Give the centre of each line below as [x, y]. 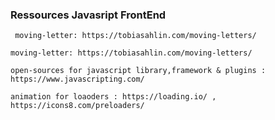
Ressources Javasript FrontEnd [88, 15]
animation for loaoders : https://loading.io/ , [113, 97]
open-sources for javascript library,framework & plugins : [138, 71]
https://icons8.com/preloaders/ [77, 106]
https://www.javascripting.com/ [77, 79]
